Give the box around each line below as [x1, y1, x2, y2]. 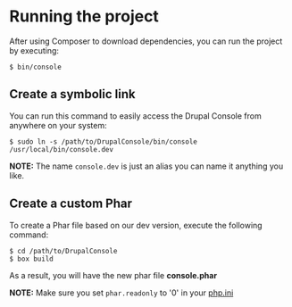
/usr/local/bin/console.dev [9, 145, 114, 153]
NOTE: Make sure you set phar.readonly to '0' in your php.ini [9, 287, 234, 298]
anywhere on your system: [9, 120, 107, 130]
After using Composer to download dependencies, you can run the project [9, 36, 283, 46]
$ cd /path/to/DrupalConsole [9, 246, 118, 255]
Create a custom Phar [9, 196, 132, 212]
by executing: [9, 45, 60, 55]
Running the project [9, 6, 159, 27]
